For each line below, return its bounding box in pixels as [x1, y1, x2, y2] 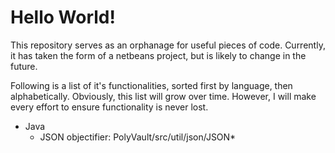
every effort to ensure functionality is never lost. [10, 101, 209, 113]
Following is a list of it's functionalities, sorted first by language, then [10, 79, 293, 91]
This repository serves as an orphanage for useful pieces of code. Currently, [10, 39, 326, 51]
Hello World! [10, 6, 116, 29]
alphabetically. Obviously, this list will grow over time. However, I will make [10, 90, 317, 102]
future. [10, 60, 38, 72]
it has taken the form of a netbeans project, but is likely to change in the [10, 49, 307, 61]
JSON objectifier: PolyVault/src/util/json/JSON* [39, 131, 237, 143]
